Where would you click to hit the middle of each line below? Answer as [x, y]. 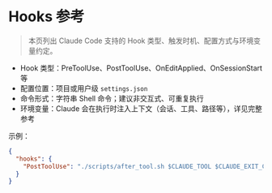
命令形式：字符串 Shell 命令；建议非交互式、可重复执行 [112, 98]
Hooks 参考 [47, 17]
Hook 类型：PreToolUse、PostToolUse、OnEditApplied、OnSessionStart [141, 68]
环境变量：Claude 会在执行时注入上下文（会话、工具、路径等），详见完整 [141, 108]
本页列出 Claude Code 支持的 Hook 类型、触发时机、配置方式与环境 [141, 41]
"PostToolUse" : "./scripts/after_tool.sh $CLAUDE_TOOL [117, 166]
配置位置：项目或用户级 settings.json [84, 88]
